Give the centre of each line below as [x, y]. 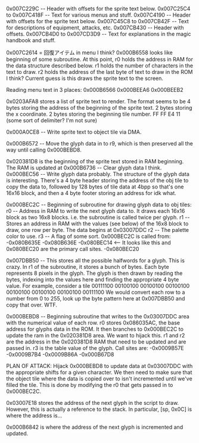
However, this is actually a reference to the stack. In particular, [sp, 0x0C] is [99, 409]
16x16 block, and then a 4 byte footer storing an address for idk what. [91, 193]
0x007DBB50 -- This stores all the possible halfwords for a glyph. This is [95, 261]
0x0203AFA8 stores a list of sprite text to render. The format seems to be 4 [98, 101]
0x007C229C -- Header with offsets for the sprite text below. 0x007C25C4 [98, 9]
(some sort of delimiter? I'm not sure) [52, 120]
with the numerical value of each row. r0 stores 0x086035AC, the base [93, 323]
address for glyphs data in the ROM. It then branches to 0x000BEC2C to [95, 329]
